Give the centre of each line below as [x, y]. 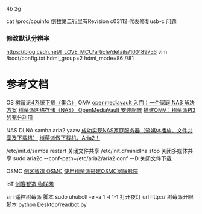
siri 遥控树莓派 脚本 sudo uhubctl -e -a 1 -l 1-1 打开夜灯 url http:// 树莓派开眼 [100, 197]
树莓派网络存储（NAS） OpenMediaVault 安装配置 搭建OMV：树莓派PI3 [107, 110]
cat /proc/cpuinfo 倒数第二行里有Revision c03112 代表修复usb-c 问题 [91, 21]
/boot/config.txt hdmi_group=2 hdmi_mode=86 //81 [70, 58]
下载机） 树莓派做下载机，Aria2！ [58, 138]
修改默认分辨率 [28, 38]
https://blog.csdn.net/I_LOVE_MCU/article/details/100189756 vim [87, 52]
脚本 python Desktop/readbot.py [47, 204]
